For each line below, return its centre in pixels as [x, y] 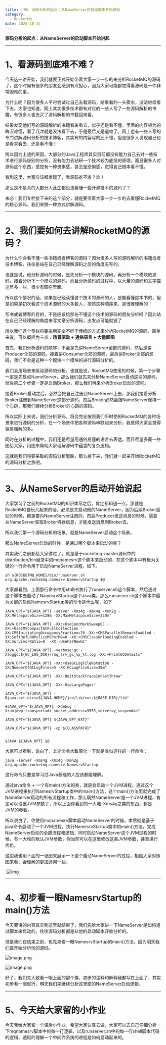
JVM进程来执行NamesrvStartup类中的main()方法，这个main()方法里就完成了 [83, 791]
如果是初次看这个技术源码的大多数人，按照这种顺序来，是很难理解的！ [81, 304]
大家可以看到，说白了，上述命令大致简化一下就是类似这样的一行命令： [77, 751]
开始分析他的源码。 [33, 948]
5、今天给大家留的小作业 [56, 1010]
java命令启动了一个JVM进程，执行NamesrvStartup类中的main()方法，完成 [80, 827]
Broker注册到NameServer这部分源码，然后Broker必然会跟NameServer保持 [81, 400]
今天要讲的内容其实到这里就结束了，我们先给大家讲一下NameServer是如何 [81, 925]
